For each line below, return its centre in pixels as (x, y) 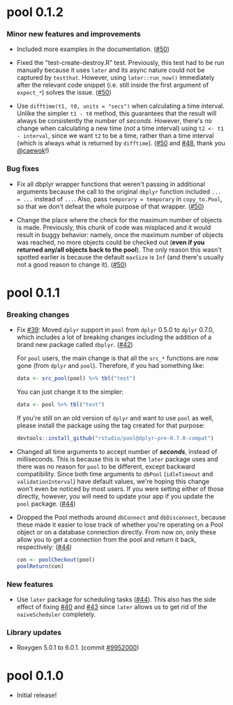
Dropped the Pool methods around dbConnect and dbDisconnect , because (121, 517)
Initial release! (37, 695)
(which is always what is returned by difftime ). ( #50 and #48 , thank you (121, 143)
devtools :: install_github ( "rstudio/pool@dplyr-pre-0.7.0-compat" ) (115, 439)
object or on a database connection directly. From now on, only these (116, 532)
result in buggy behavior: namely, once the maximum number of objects (120, 234)
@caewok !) (33, 150)
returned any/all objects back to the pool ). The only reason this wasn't (119, 250)
